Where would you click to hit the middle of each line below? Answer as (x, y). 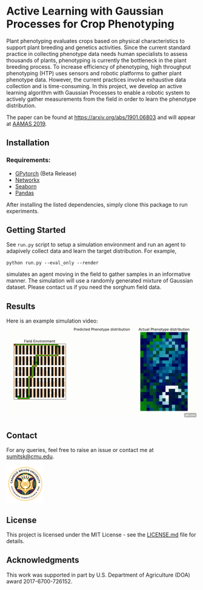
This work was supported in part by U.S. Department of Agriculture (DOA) (98, 575)
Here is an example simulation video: (52, 321)
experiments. (23, 211)
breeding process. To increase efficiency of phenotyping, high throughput (98, 67)
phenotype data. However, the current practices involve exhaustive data (96, 80)
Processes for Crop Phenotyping (90, 24)
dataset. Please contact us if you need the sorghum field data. (84, 287)
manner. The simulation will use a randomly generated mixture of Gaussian (100, 281)
